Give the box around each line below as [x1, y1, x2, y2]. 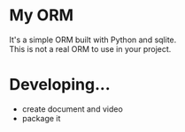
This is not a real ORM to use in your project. [9, 43, 172, 54]
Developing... [9, 75, 111, 95]
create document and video [21, 103, 124, 114]
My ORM [9, 5, 73, 26]
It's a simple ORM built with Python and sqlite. [9, 34, 177, 45]
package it [21, 113, 61, 123]
